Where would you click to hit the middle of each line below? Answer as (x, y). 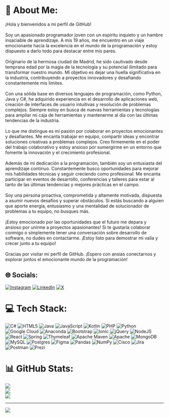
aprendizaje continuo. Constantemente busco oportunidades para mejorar (82, 169)
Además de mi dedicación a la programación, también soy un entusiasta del (84, 163)
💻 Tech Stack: (36, 308)
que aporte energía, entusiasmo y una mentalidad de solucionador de (77, 206)
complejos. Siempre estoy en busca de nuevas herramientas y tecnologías (82, 110)
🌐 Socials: (22, 275)
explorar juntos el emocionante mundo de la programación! (66, 259)
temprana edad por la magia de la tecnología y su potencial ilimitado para (81, 67)
